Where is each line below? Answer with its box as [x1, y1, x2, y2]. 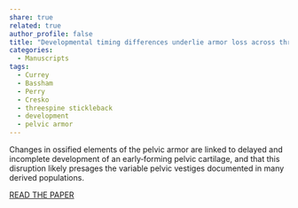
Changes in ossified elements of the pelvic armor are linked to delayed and [9, 144, 284, 155]
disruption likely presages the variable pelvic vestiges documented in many [9, 163, 285, 173]
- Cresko [17, 95, 50, 104]
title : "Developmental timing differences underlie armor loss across [9, 37, 276, 47]
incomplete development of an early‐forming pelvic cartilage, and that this [9, 154, 280, 164]
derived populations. [9, 173, 84, 182]
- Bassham [17, 79, 53, 88]
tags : [9, 63, 29, 72]
